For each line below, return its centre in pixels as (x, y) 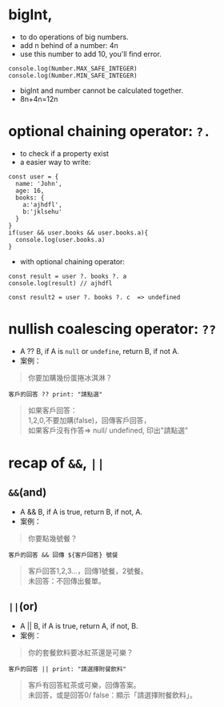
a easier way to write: (55, 162)
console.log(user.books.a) (60, 239)
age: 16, (30, 191)
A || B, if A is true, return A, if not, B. (79, 625)
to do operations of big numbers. (74, 37)
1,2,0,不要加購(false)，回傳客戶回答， (89, 420)
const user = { (34, 177)
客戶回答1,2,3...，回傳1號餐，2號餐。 (88, 571)
